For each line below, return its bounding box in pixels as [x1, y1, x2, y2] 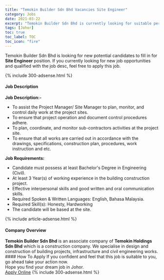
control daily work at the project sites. [12, 109, 88, 115]
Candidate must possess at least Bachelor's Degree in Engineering [12, 165, 146, 171]
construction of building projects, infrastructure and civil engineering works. [5, 249, 158, 255]
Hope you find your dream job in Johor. [5, 264, 84, 270]
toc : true [5, 30, 25, 35]
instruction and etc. [12, 146, 51, 152]
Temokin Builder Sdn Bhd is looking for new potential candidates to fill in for [5, 52, 158, 58]
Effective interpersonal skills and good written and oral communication [12, 185, 155, 191]
